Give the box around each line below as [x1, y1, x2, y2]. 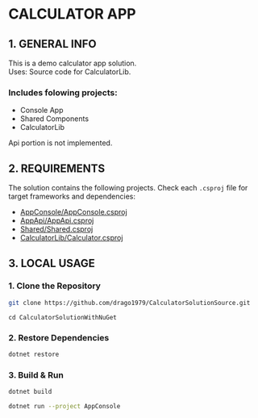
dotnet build [8, 388, 52, 396]
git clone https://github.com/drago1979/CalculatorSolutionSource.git [8, 299, 251, 307]
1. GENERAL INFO [8, 37, 97, 51]
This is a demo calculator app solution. [8, 58, 137, 68]
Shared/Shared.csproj [19, 224, 94, 234]
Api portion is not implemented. [8, 138, 113, 148]
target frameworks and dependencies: [8, 191, 135, 202]
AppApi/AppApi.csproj [19, 215, 94, 226]
